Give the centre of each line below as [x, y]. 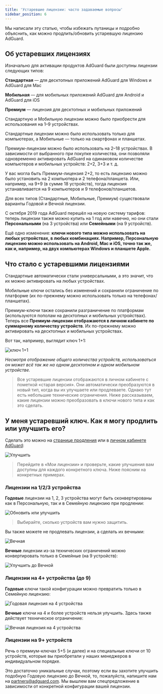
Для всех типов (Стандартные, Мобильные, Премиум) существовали [77, 199]
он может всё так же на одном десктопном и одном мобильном [72, 365]
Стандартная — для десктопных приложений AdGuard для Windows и [78, 80]
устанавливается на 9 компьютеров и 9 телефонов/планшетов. [71, 189]
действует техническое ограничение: [44, 618]
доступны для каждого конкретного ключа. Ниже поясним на [81, 470]
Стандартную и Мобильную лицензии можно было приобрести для [75, 119]
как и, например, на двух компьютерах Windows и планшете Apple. [78, 249]
